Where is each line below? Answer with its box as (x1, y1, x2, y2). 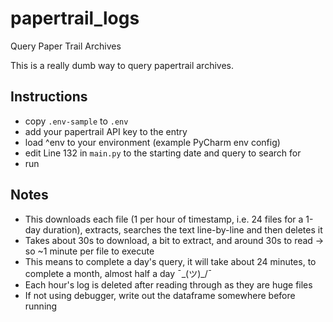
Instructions (10, 88, 88, 106)
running (24, 300, 58, 312)
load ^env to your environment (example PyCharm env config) (24, 136, 281, 148)
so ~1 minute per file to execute (24, 245, 155, 257)
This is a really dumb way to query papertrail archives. (10, 59, 234, 71)
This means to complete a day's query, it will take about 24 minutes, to (24, 255, 317, 267)
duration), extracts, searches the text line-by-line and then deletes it (42, 223, 323, 236)
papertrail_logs (10, 7, 140, 30)
